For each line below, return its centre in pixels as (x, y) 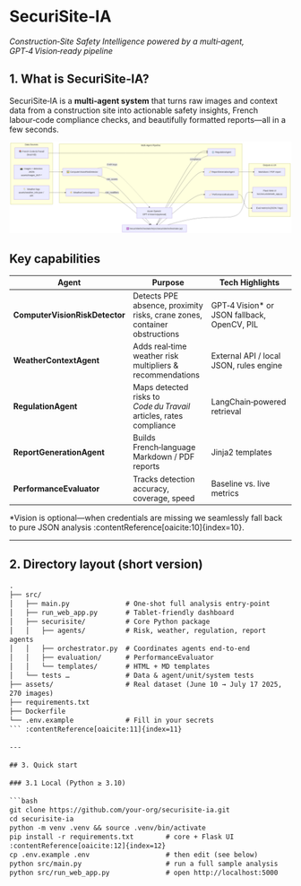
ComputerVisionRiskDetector (69, 315)
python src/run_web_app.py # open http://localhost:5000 (144, 873)
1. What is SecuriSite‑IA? (79, 79)
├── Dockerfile (38, 712)
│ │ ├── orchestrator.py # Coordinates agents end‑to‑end (130, 649)
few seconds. (34, 129)
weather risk (156, 355)
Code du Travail (162, 406)
